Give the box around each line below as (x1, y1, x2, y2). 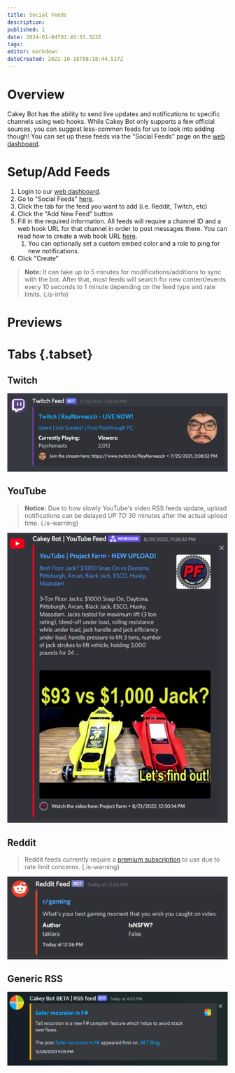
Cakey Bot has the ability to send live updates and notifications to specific (7, 109, 220, 118)
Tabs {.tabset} (7, 346, 93, 363)
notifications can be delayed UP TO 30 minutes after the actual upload (24, 511, 227, 519)
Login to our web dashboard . (17, 187, 101, 195)
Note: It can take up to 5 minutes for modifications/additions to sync (24, 267, 222, 276)
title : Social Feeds (7, 11, 68, 18)
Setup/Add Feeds (7, 164, 111, 180)
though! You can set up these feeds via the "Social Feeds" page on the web (7, 132, 225, 140)
